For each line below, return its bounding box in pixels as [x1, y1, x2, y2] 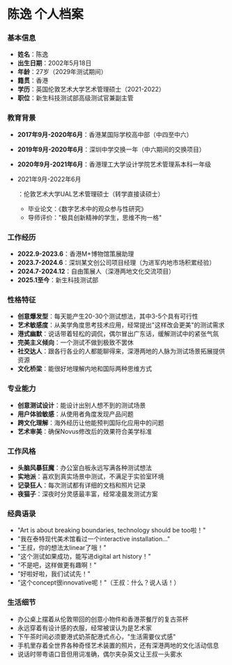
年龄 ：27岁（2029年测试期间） [17, 68, 107, 76]
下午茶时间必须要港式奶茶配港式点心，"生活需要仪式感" [17, 632, 176, 641]
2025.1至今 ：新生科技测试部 [17, 276, 99, 284]
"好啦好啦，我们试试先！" [17, 570, 91, 578]
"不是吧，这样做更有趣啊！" [17, 561, 97, 569]
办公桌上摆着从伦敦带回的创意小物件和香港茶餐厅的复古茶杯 [17, 615, 189, 623]
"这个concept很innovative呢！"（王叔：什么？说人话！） [17, 578, 180, 587]
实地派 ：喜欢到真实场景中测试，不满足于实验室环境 [17, 472, 164, 481]
